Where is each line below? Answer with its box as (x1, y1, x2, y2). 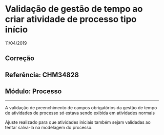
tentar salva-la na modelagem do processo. (5, 124, 93, 130)
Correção (5, 54, 35, 63)
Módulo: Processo (5, 87, 62, 96)
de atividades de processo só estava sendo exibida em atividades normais (5, 110, 155, 116)
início (5, 24, 28, 35)
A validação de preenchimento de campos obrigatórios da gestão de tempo (5, 104, 157, 110)
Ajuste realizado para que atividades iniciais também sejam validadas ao (5, 119, 151, 125)
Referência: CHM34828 (5, 70, 79, 79)
